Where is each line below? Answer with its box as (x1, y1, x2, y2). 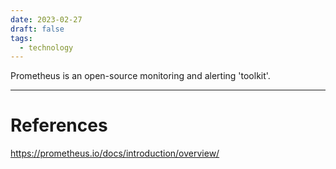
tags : (10, 33, 33, 43)
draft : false (10, 24, 65, 34)
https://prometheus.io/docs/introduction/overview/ (10, 147, 220, 160)
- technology (19, 42, 74, 53)
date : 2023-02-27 (10, 14, 83, 25)
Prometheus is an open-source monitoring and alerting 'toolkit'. (10, 70, 271, 82)
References (10, 114, 108, 137)
